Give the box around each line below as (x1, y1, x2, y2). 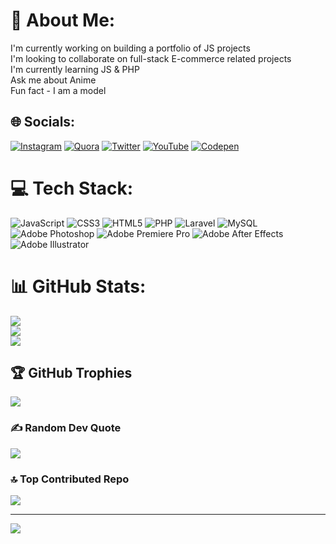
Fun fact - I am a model (10, 84, 107, 96)
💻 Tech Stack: (10, 177, 134, 199)
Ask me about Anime (10, 74, 97, 86)
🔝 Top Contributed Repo (10, 472, 130, 486)
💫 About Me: (10, 9, 116, 32)
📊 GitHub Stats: (10, 275, 147, 298)
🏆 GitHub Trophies (10, 365, 133, 382)
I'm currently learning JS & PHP (10, 63, 140, 75)
